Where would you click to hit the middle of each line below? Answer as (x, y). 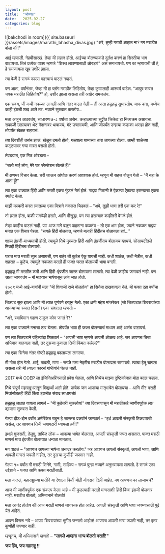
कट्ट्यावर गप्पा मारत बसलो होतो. (30, 146)
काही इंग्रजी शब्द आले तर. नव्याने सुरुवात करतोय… (44, 110)
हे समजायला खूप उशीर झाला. (27, 69)
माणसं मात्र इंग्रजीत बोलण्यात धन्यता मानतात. (39, 439)
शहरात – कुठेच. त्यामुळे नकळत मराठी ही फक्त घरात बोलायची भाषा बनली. (61, 262)
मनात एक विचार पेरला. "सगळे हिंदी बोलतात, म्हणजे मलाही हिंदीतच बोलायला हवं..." (68, 231)
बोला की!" (13, 48)
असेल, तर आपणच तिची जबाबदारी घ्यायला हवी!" (42, 424)
